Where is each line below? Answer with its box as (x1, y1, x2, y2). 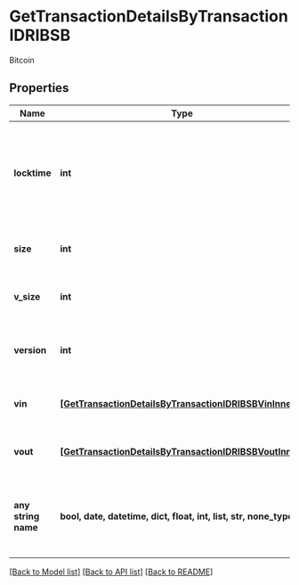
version (13, 343, 47, 356)
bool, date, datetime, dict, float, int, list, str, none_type (60, 510, 294, 523)
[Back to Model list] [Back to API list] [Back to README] (9, 566, 214, 577)
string (13, 510, 40, 523)
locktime (13, 167, 52, 179)
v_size (13, 290, 41, 302)
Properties (9, 80, 69, 95)
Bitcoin (9, 54, 36, 65)
